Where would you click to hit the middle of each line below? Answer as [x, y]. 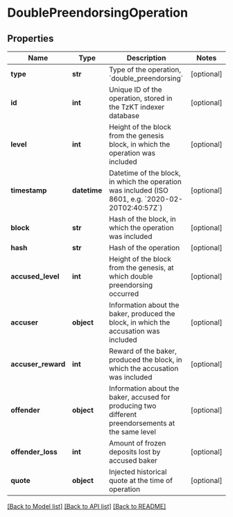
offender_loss [34, 452]
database [124, 116]
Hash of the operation [144, 248]
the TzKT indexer [137, 107]
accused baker [133, 460]
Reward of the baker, [143, 351]
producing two [132, 406]
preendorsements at [142, 423]
